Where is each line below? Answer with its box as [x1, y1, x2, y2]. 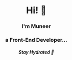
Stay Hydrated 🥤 [18, 49, 54, 55]
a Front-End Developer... [5, 37, 67, 44]
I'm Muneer [21, 23, 51, 30]
